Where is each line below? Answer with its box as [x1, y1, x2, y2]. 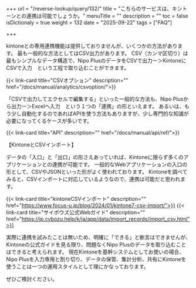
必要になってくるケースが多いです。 [6, 118, 93, 124]
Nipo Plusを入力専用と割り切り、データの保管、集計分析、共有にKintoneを [6, 256, 187, 262]
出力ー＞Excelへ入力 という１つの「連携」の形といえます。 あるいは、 [11, 103, 185, 109]
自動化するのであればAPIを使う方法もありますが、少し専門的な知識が [21, 110, 189, 117]
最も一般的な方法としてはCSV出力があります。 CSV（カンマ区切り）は [17, 50, 189, 57]
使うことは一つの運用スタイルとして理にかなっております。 [6, 263, 150, 270]
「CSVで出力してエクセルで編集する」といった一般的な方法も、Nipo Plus [6, 95, 184, 102]
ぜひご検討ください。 [6, 276, 58, 282]
